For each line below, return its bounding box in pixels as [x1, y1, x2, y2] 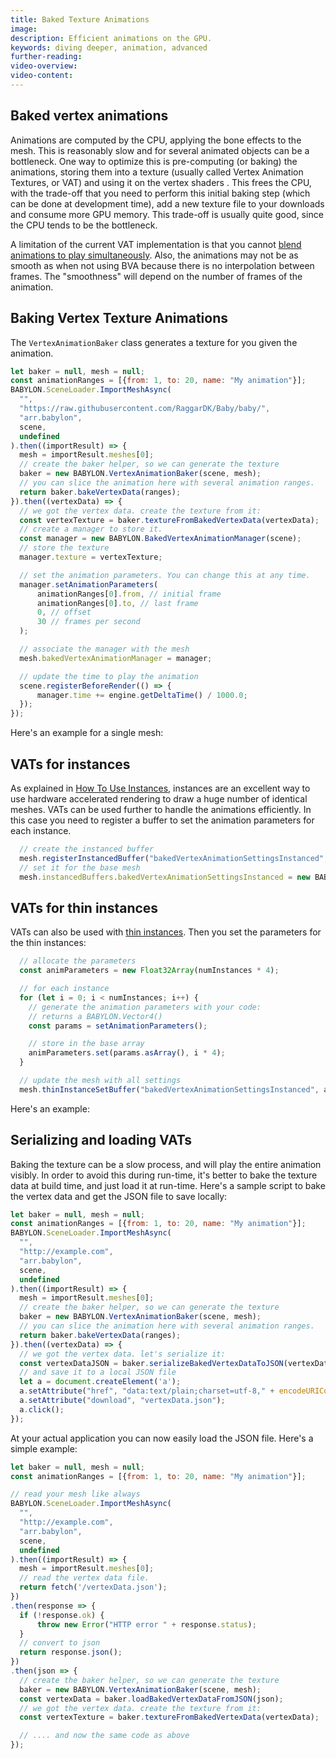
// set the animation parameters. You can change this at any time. [19, 570, 311, 580]
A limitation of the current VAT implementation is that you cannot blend [10, 238, 302, 250]
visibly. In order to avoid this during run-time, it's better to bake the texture [10, 1169, 318, 1181]
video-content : [10, 71, 74, 81]
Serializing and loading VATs [10, 1132, 192, 1149]
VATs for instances [10, 756, 131, 773]
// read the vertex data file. [19, 1573, 150, 1583]
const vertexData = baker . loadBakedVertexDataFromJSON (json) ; [19, 1694, 284, 1704]
